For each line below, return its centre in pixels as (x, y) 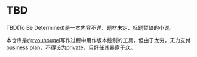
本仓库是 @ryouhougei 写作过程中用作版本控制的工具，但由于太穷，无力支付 (98, 40)
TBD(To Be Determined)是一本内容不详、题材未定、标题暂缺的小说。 (90, 27)
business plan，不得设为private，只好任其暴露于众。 (71, 47)
